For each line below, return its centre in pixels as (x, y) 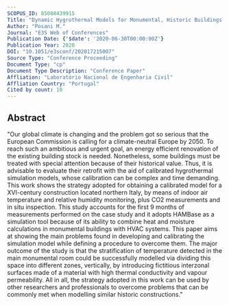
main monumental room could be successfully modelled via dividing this (109, 258)
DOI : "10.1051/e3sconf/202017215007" (61, 52)
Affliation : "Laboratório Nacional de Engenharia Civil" (90, 77)
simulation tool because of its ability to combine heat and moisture (101, 221)
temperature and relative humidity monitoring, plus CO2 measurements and (114, 199)
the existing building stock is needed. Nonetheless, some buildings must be (114, 156)
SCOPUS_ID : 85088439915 (41, 13)
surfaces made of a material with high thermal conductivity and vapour (107, 272)
